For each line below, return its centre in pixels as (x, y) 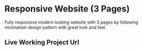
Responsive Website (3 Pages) (67, 9)
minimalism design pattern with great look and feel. (56, 27)
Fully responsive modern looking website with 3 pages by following (71, 22)
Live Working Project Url (42, 43)
